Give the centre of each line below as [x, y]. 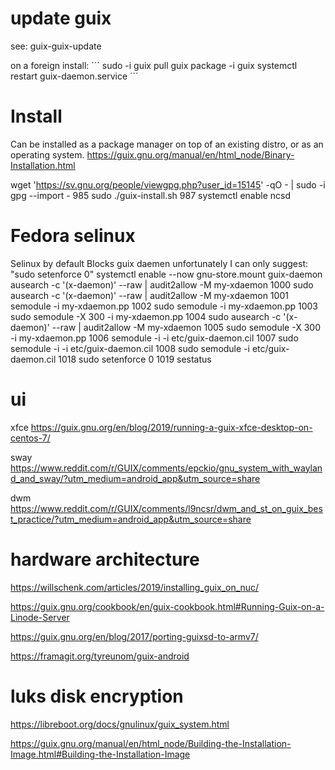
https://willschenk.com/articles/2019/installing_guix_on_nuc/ [135, 587]
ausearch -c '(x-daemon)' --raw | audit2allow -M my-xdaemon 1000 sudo [162, 284]
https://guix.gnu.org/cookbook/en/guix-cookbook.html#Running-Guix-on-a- [167, 606]
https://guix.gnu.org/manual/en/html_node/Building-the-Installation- [151, 743]
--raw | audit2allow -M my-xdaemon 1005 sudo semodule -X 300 [186, 327]
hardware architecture [105, 559]
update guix [61, 18]
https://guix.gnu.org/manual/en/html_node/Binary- [190, 154]
